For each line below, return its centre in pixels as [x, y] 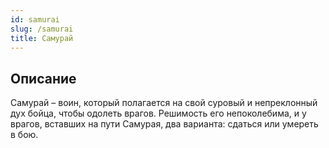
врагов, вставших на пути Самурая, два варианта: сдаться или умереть [164, 124]
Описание [43, 78]
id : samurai [35, 19]
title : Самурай [42, 38]
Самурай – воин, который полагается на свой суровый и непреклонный [164, 103]
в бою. [24, 135]
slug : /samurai [42, 29]
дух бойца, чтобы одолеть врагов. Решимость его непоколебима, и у [158, 113]
